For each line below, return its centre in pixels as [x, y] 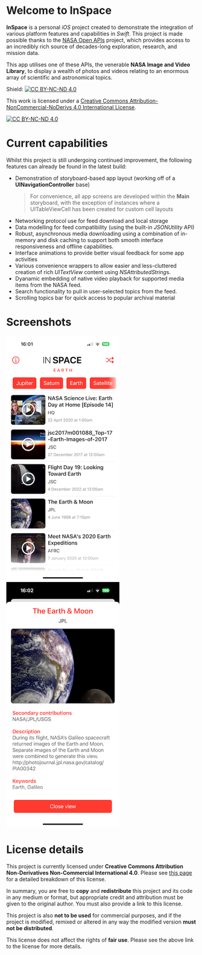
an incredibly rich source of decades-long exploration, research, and [92, 46]
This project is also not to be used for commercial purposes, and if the [94, 915]
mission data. [23, 53]
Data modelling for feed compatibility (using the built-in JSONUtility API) [105, 227]
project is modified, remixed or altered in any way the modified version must [101, 922]
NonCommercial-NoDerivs [39, 107]
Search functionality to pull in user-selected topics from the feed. [96, 291]
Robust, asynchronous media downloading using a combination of [97, 234]
